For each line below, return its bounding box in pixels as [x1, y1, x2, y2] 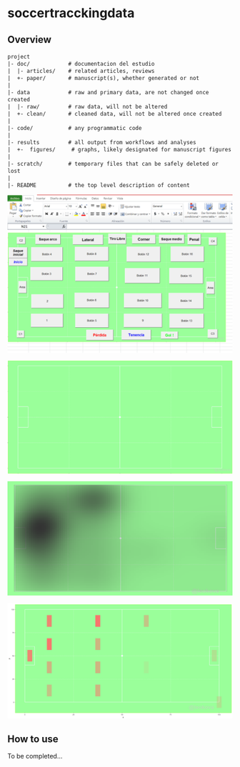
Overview [7, 34, 52, 46]
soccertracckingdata [7, 5, 135, 21]
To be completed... [7, 751, 63, 760]
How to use [7, 733, 59, 745]
